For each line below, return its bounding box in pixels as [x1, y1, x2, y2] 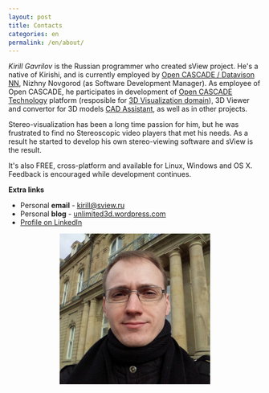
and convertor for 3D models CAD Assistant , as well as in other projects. [8, 104, 247, 114]
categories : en [8, 30, 59, 38]
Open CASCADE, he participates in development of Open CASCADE [8, 87, 233, 96]
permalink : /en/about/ [8, 39, 84, 47]
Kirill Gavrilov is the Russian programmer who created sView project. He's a [8, 61, 259, 72]
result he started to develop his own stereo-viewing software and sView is [8, 137, 254, 146]
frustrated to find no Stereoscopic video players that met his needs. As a [8, 129, 249, 138]
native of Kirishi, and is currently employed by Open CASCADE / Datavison [8, 70, 255, 80]
